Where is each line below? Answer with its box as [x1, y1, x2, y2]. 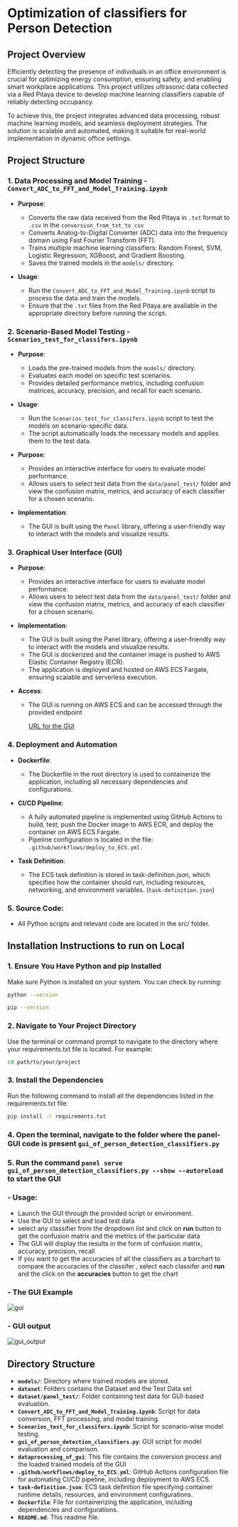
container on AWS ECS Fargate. [28, 827, 121, 836]
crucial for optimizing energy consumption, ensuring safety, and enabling [7, 75, 222, 83]
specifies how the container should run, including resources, [28, 878, 206, 886]
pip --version [7, 1004, 50, 1012]
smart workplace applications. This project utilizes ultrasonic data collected [7, 83, 229, 90]
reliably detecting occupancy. [7, 98, 94, 106]
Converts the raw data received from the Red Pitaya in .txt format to [28, 213, 230, 221]
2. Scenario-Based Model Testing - [7, 326, 130, 336]
